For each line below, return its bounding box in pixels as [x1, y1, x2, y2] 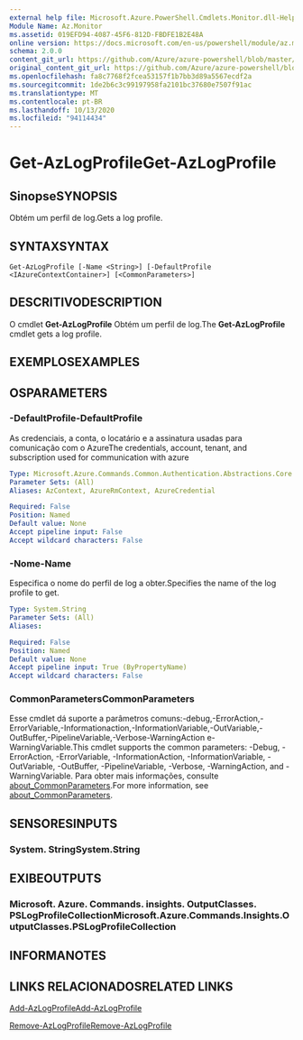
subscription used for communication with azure [9, 452, 189, 463]
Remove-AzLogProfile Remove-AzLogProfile [9, 1020, 172, 1031]
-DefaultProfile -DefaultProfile [9, 412, 142, 425]
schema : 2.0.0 [9, 47, 63, 56]
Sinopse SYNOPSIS [9, 189, 118, 204]
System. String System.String [9, 842, 141, 855]
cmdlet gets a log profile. [9, 328, 102, 339]
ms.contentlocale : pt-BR [9, 97, 103, 106]
